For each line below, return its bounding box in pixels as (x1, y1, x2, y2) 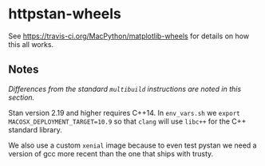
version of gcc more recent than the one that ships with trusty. (8, 148, 214, 158)
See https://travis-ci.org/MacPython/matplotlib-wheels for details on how (8, 31, 250, 41)
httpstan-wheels (8, 5, 122, 23)
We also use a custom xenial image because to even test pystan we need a (8, 140, 257, 150)
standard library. (8, 125, 62, 134)
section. (8, 93, 35, 102)
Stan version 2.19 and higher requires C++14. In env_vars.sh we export (8, 108, 241, 117)
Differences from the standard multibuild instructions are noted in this (8, 84, 242, 93)
